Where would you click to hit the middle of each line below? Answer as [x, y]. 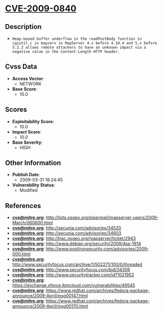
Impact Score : [27, 132]
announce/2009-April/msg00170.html [50, 306]
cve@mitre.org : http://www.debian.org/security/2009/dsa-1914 [76, 244]
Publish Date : [26, 175]
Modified [28, 190]
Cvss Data [21, 67]
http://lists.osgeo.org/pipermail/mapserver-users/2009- [102, 218]
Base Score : [25, 89]
